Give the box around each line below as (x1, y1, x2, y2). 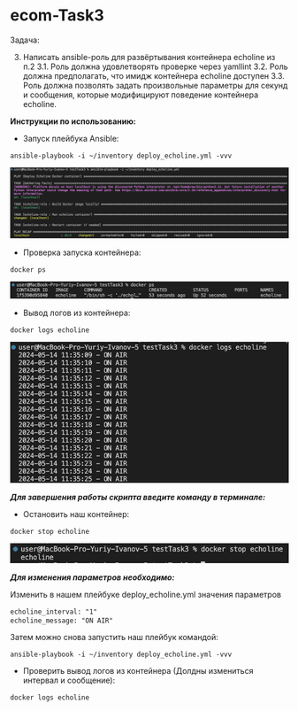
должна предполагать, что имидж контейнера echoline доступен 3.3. (22, 70, 286, 81)
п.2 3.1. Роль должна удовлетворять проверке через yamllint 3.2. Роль (22, 61, 288, 72)
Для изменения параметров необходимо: (10, 572, 175, 583)
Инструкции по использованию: (10, 116, 136, 127)
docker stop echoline (10, 528, 90, 537)
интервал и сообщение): (22, 675, 116, 686)
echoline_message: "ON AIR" (10, 616, 114, 625)
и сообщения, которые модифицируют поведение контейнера (22, 89, 259, 100)
